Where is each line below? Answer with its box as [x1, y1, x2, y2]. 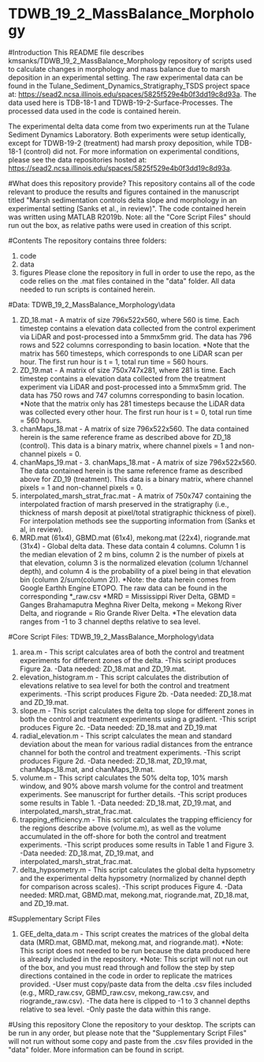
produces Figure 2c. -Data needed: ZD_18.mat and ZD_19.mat [19, 722, 218, 732]
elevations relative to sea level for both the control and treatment [19, 680, 230, 690]
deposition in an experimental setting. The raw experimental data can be [8, 73, 244, 82]
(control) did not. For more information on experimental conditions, [23, 147, 240, 156]
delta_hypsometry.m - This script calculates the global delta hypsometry [19, 865, 255, 874]
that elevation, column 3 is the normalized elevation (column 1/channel [19, 557, 248, 568]
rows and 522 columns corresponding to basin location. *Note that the [19, 340, 250, 349]
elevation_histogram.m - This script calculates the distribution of [19, 672, 229, 682]
